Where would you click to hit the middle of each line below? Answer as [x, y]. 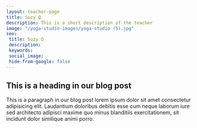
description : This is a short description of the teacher [79, 23]
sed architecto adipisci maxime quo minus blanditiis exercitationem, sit [93, 113]
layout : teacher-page [33, 12]
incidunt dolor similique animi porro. [50, 119]
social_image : [26, 56]
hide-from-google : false [39, 61]
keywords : [21, 51]
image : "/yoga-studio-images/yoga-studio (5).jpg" [70, 28]
